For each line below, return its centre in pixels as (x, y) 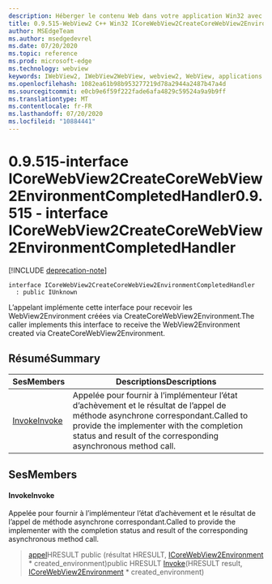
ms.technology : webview (49, 69)
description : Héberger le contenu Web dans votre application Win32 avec (136, 16)
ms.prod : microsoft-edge (50, 62)
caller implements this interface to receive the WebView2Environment (124, 324)
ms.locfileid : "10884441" (52, 122)
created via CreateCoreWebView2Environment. (87, 333)
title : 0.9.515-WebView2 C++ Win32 (68, 24)
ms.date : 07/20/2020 (43, 46)
